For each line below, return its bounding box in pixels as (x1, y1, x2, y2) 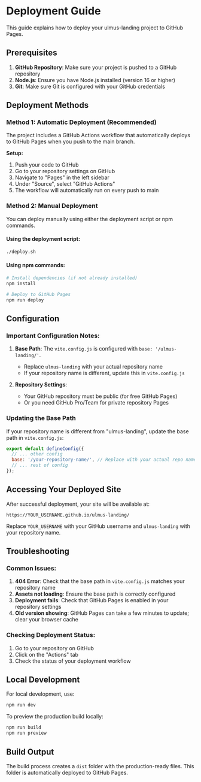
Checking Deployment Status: (6, 631, 96, 639)
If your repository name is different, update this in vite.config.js (23, 370, 185, 377)
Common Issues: (6, 564, 57, 572)
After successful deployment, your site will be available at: (6, 500, 150, 508)
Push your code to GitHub (14, 161, 79, 168)
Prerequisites (6, 48, 57, 58)
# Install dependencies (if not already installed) (6, 275, 138, 281)
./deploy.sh (6, 249, 36, 255)
